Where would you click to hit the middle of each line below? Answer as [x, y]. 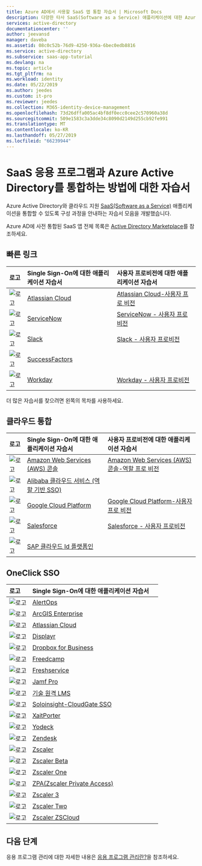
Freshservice [50, 670]
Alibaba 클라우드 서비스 [59, 481]
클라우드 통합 [29, 421]
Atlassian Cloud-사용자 [149, 293]
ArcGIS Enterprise [57, 614]
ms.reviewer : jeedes [32, 101]
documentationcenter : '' [37, 29]
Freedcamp [48, 659]
